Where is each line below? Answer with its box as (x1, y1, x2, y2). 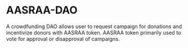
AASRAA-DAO (6, 4, 78, 17)
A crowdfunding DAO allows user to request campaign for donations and (6, 23, 183, 30)
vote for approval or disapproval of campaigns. (6, 35, 120, 42)
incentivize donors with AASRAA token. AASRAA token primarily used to (6, 29, 182, 36)
